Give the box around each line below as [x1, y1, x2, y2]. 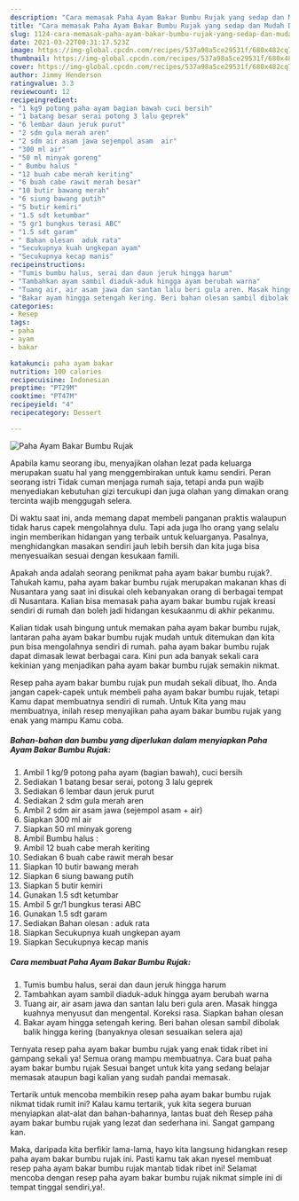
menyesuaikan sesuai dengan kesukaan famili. [10, 550, 180, 561]
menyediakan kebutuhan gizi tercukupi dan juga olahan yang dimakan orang [10, 485, 289, 497]
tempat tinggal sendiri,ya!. [10, 1181, 106, 1192]
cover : [10, 63, 35, 72]
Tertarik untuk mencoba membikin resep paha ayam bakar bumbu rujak [10, 1088, 271, 1100]
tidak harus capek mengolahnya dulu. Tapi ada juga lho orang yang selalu [10, 522, 279, 532]
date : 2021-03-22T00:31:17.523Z [10, 37, 130, 47]
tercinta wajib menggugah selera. [10, 495, 132, 506]
